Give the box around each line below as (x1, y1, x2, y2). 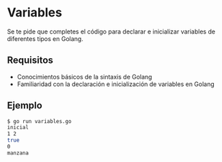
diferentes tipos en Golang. (7, 34, 83, 42)
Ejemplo (7, 100, 42, 111)
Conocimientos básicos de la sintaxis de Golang (16, 72, 152, 81)
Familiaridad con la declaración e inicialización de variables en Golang (16, 80, 215, 88)
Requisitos (7, 55, 53, 66)
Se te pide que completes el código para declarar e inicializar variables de (7, 27, 216, 36)
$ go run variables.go (7, 118, 72, 124)
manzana (7, 149, 29, 157)
